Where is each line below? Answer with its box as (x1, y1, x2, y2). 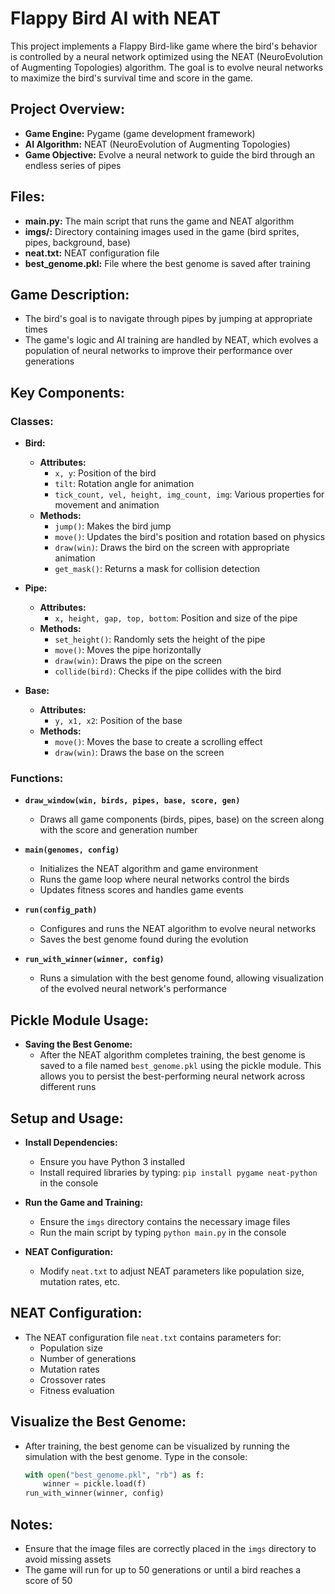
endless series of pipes (24, 159, 122, 171)
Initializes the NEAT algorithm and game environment (39, 863, 259, 875)
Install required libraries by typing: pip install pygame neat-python (39, 1166, 318, 1178)
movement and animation (54, 499, 160, 511)
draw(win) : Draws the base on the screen (54, 747, 225, 759)
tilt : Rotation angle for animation (54, 478, 195, 490)
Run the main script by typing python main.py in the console (39, 1226, 287, 1238)
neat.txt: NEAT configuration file (24, 247, 160, 259)
